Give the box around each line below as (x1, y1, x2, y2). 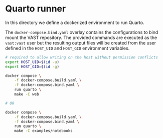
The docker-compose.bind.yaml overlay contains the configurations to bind (5, 29, 158, 35)
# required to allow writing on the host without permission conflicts (5, 54, 158, 60)
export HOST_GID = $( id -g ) (5, 64, 59, 69)
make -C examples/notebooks (14, 128, 73, 133)
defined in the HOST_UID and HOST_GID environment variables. (5, 45, 130, 51)
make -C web (14, 92, 39, 97)
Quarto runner (5, 3, 66, 14)
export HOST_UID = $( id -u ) (5, 59, 59, 64)
